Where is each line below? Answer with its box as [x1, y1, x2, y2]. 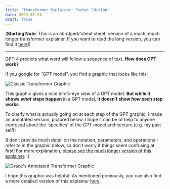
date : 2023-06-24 [5, 12, 42, 17]
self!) [5, 127, 16, 133]
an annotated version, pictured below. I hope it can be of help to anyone [5, 117, 155, 123]
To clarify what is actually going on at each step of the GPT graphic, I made [5, 111, 162, 117]
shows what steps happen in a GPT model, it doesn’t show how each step [5, 96, 163, 102]
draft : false [5, 17, 33, 22]
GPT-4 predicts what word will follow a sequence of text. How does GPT [5, 56, 157, 62]
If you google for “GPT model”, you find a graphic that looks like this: [5, 71, 148, 77]
